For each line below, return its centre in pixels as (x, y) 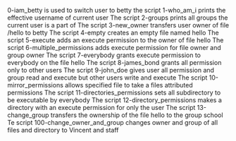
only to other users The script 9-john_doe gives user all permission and (111, 70)
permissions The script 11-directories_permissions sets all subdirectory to (114, 92)
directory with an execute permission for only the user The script (101, 108)
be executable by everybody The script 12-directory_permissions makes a (114, 100)
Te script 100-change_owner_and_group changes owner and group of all (113, 122)
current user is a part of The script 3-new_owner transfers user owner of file (118, 25)
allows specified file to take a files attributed (129, 85)
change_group (28, 115)
